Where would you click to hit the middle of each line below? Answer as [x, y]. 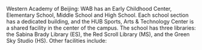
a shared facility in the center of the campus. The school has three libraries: [101, 28]
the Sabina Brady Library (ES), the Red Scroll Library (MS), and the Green [98, 34]
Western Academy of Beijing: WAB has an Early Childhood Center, [89, 9]
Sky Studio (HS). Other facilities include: [57, 41]
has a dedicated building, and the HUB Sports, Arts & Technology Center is [100, 21]
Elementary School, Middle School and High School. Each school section [98, 15]
